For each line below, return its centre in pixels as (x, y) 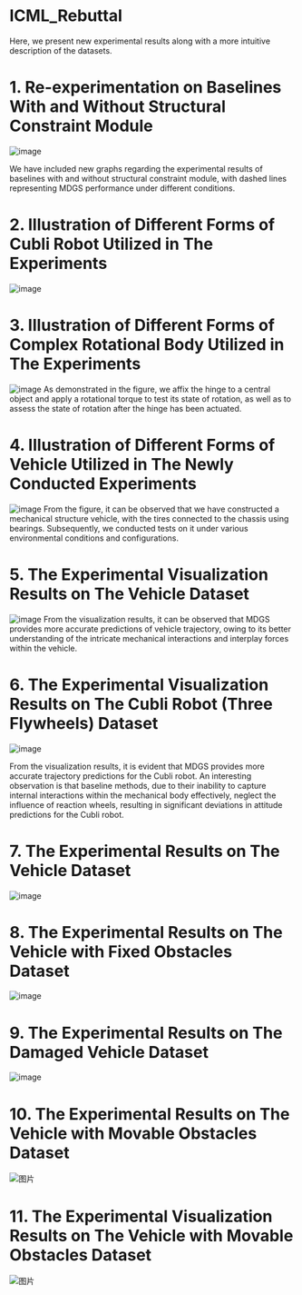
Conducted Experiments (103, 483)
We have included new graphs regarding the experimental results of (136, 168)
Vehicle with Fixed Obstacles (121, 951)
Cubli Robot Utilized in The (111, 244)
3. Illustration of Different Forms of (142, 325)
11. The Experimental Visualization (141, 1216)
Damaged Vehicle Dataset (109, 1052)
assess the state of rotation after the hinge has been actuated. (126, 408)
